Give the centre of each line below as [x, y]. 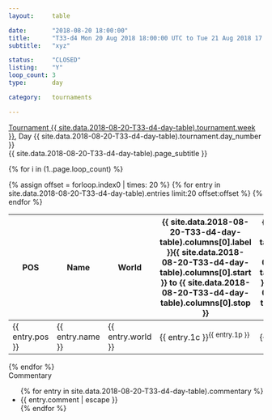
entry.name [78, 337]
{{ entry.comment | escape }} [69, 399]
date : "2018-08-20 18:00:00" [68, 30]
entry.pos [31, 337]
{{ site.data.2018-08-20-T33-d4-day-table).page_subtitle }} [108, 153]
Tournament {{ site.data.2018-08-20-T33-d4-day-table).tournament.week [132, 127]
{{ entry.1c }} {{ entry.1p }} [204, 336]
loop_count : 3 [32, 75]
